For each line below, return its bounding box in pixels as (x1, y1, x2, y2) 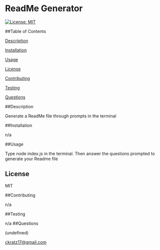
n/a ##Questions (5, 220, 39, 226)
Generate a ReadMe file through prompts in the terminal (5, 113, 116, 119)
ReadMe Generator (5, 3, 83, 14)
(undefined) (5, 230, 29, 235)
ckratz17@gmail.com (5, 239, 47, 245)
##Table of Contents (5, 28, 46, 34)
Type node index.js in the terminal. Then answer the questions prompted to (5, 150, 155, 156)
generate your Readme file (5, 156, 58, 162)
